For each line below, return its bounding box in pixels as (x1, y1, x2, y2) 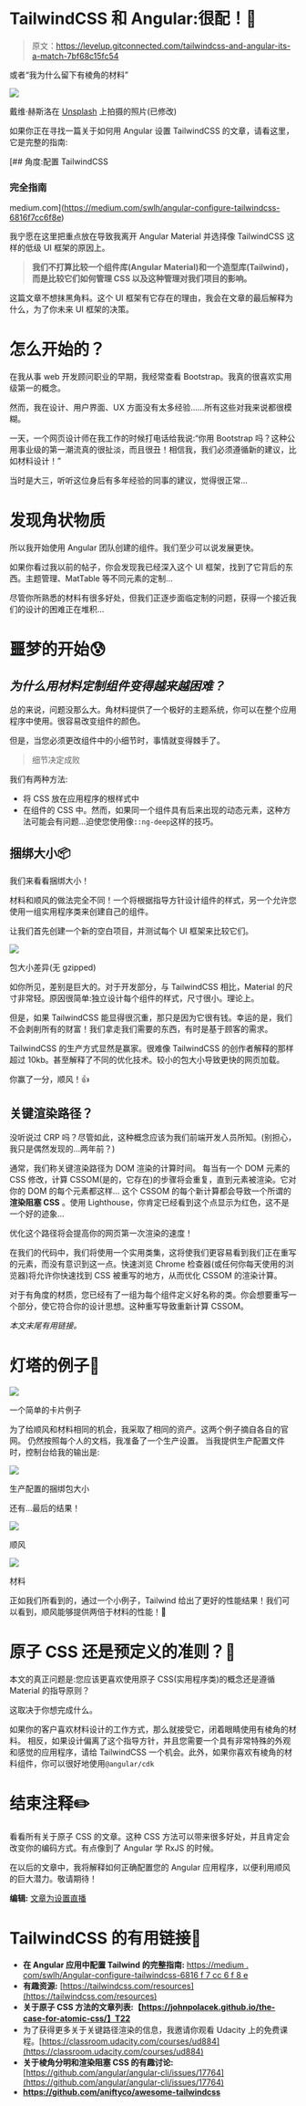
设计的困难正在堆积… (25, 604, 105, 615)
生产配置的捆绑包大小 (9, 1483, 89, 1494)
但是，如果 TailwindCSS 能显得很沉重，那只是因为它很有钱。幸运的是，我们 (9, 1012, 293, 1023)
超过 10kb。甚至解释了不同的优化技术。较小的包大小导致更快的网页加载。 (9, 1054, 285, 1065)
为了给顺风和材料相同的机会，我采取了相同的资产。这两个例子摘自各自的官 (9, 1423, 289, 1434)
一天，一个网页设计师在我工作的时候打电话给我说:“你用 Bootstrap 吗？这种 (9, 433, 288, 443)
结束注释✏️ (9, 1793, 90, 1814)
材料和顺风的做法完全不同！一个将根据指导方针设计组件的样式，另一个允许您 (9, 894, 297, 905)
